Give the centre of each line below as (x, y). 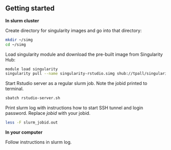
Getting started (30, 8)
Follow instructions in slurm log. (39, 142)
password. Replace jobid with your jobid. (48, 113)
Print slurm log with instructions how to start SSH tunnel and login (74, 108)
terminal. (15, 89)
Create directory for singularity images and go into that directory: (74, 31)
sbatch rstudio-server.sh (33, 98)
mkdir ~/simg (19, 40)
